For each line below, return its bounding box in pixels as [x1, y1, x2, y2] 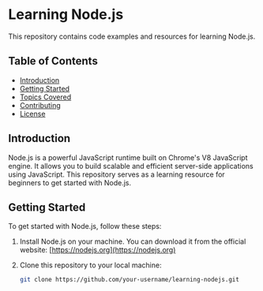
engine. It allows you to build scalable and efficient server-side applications [8, 161, 254, 170]
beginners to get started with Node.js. [8, 177, 132, 187]
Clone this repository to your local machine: [19, 260, 162, 270]
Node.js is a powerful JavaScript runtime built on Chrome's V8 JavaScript [8, 152, 248, 162]
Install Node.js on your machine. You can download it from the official [19, 237, 246, 246]
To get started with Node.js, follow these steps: [8, 222, 162, 231]
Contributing [19, 100, 61, 110]
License [19, 109, 46, 118]
